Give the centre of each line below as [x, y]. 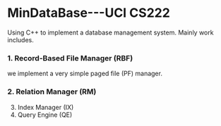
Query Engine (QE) [45, 115]
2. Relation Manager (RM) [52, 92]
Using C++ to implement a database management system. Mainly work [110, 32]
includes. [20, 39]
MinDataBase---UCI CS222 [89, 13]
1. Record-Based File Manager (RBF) [70, 58]
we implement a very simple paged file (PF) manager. [85, 74]
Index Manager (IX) [46, 107]
